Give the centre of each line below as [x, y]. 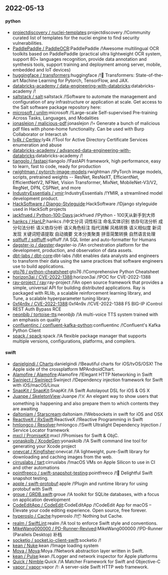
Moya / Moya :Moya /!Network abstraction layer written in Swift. [78, 551]
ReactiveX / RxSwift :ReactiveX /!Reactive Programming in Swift [78, 419]
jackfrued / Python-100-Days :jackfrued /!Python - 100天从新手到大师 [84, 215]
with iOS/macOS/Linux [36, 385]
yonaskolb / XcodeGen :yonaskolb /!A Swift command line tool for [80, 441]
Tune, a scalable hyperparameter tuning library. [62, 298]
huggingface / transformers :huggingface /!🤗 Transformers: [73, 75]
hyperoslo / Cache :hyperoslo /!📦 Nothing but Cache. [68, 516]
